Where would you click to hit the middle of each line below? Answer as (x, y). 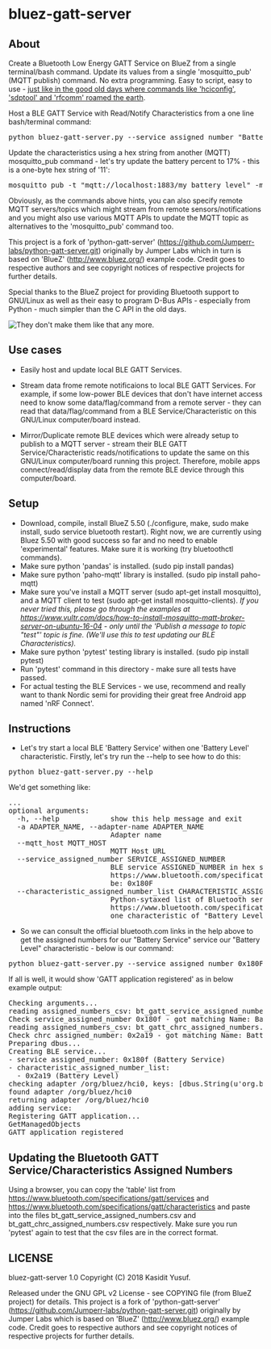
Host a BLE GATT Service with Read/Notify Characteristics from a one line (131, 113)
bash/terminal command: (50, 122)
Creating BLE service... (57, 1052)
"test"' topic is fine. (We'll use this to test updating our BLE (117, 634)
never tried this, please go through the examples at (105, 609)
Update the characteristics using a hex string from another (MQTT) (119, 153)
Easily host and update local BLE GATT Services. (101, 369)
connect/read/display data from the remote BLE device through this (132, 469)
